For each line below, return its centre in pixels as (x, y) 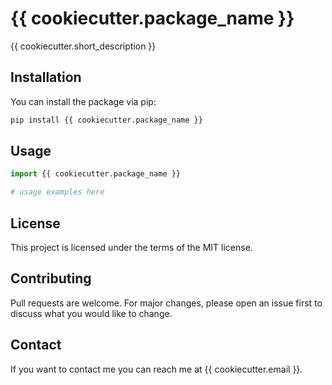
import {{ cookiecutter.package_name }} (96, 174)
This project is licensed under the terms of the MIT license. (131, 247)
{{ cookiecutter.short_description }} (83, 46)
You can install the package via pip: (83, 101)
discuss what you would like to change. (91, 313)
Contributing (51, 278)
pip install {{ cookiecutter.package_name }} (106, 120)
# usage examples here (57, 192)
